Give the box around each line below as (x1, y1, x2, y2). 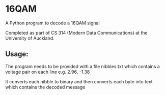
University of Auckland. (5, 35, 54, 41)
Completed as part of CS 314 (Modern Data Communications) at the (5, 29, 148, 36)
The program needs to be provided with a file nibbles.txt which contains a (5, 63, 160, 69)
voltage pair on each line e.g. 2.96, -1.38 (5, 69, 90, 75)
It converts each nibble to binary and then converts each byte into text (5, 78, 153, 84)
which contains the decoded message (5, 84, 86, 90)
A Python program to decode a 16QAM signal (5, 20, 100, 26)
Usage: (5, 50, 29, 58)
